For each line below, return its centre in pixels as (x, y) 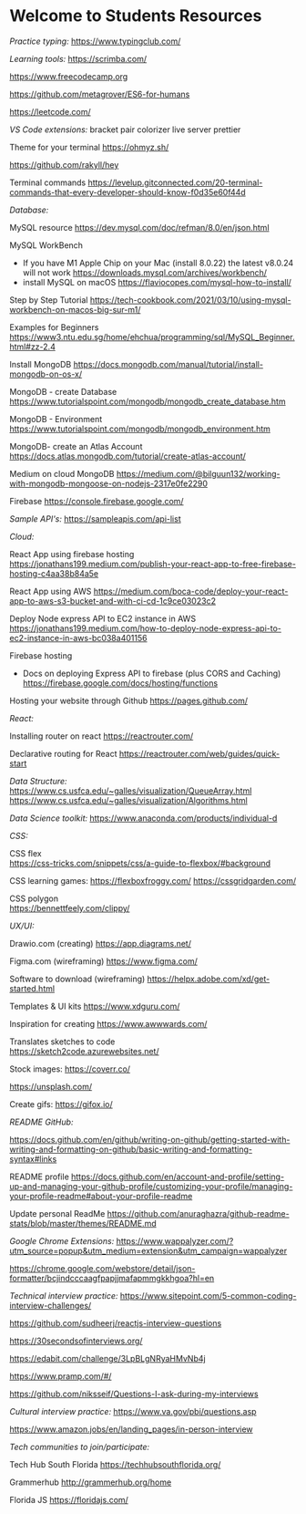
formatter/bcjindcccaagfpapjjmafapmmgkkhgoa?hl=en (112, 1278)
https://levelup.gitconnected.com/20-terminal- (175, 182)
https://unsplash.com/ (51, 1086)
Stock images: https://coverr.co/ (70, 1069)
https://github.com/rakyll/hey (64, 164)
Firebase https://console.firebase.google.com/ (97, 501)
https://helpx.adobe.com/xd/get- (209, 979)
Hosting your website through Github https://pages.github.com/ (129, 700)
